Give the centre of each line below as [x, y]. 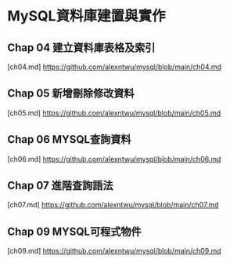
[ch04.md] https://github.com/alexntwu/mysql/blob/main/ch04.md [115, 67]
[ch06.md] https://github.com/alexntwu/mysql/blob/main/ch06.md [114, 159]
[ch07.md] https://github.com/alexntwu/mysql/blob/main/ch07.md [113, 205]
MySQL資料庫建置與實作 [86, 16]
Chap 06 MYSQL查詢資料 [69, 139]
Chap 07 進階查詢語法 [60, 186]
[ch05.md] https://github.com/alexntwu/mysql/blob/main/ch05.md [114, 113]
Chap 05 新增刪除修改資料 [71, 94]
